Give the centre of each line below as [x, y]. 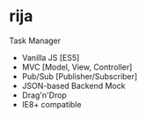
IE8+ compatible [51, 104]
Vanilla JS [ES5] [51, 57]
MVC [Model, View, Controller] [77, 67]
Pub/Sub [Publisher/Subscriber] [80, 76]
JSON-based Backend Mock [73, 85]
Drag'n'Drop [44, 95]
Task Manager [35, 41]
